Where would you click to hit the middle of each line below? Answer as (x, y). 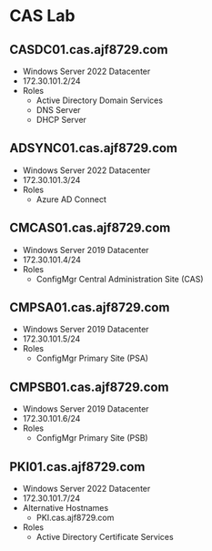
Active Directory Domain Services (100, 100)
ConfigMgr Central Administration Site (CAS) (120, 279)
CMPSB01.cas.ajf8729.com (89, 387)
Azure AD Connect (71, 199)
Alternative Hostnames (66, 508)
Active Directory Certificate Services (105, 537)
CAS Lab (42, 16)
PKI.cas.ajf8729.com (75, 518)
